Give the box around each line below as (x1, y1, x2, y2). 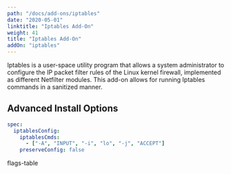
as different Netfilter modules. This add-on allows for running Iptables (7, 76, 205, 83)
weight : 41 (7, 29, 39, 36)
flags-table (7, 159, 39, 167)
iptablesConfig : (13, 127, 60, 134)
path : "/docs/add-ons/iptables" (7, 10, 100, 17)
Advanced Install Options (7, 102, 119, 114)
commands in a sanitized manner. (7, 83, 103, 91)
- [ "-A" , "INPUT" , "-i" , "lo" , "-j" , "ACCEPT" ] (25, 140, 165, 147)
